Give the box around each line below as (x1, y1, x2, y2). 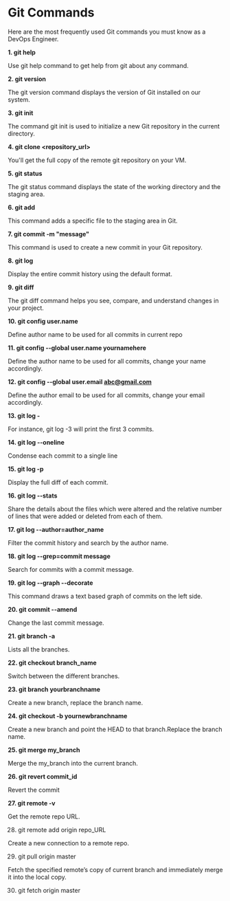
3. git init (8, 109, 34, 117)
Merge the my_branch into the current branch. (8, 759, 138, 767)
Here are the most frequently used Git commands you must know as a (8, 27, 206, 36)
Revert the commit (8, 786, 60, 794)
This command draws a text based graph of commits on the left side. (8, 592, 203, 600)
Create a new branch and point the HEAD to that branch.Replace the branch (8, 725, 222, 733)
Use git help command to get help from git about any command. (8, 61, 189, 69)
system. (8, 95, 30, 104)
